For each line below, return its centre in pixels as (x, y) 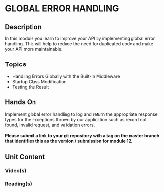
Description (23, 27)
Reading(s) (18, 184)
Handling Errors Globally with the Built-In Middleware (66, 76)
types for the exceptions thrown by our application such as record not (76, 119)
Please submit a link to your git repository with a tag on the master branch (82, 136)
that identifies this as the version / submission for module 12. (69, 141)
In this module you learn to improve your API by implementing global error (80, 38)
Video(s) (16, 170)
